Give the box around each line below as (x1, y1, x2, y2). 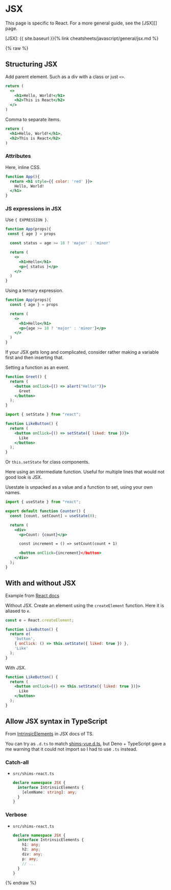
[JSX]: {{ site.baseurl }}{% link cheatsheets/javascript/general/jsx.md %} (5, 35, 159, 41)
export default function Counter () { (5, 509, 86, 514)
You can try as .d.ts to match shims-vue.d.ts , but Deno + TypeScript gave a (5, 740, 166, 747)
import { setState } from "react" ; (5, 412, 81, 417)
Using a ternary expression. (5, 287, 64, 294)
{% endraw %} (5, 880, 37, 886)
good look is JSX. (5, 474, 42, 480)
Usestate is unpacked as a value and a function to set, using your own (5, 484, 153, 490)
